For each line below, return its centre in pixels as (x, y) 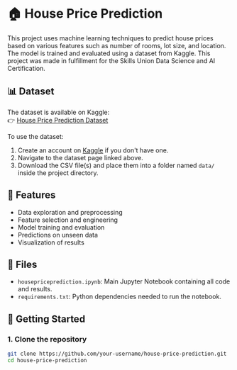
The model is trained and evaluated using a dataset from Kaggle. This (109, 53)
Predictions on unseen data (57, 235)
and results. (35, 289)
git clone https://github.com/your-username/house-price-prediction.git (117, 354)
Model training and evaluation (61, 227)
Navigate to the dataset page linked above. (80, 157)
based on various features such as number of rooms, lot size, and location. (117, 45)
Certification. (27, 68)
